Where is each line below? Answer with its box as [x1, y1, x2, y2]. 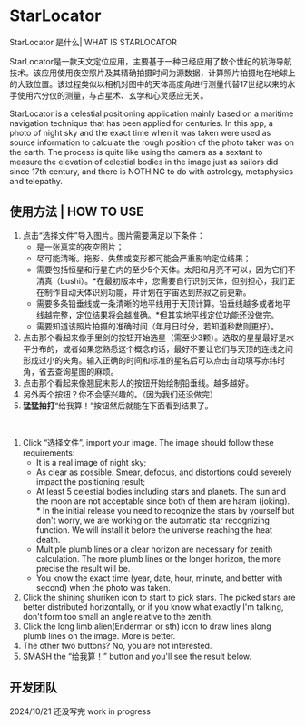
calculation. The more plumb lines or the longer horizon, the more [35, 553, 281, 564]
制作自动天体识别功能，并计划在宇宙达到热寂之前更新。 [44, 287, 251, 298]
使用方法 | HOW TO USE [9, 204, 144, 220]
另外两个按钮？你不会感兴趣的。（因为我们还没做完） [22, 388, 218, 399]
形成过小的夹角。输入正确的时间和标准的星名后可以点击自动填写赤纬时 [22, 355, 286, 366]
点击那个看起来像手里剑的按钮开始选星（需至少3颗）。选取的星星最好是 [22, 332, 287, 343]
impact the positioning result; [35, 476, 146, 486]
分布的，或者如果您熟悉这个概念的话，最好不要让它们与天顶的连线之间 [30, 343, 293, 354]
